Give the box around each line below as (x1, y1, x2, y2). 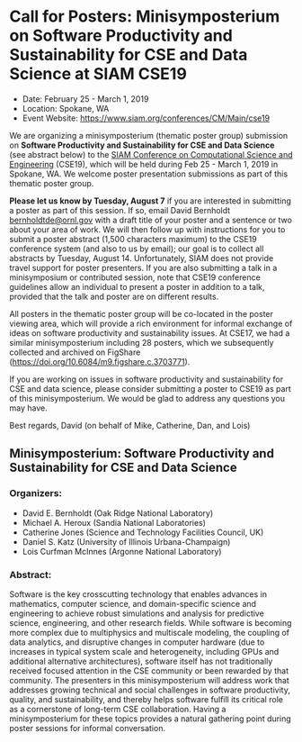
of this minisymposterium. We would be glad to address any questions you (9, 393, 286, 403)
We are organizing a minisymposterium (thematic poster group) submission (9, 130, 289, 140)
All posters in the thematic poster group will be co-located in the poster (9, 308, 274, 319)
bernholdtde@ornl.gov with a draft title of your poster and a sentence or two (9, 214, 292, 225)
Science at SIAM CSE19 (9, 64, 187, 85)
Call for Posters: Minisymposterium (9, 6, 280, 27)
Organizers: (9, 487, 63, 500)
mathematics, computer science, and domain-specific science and (9, 598, 257, 609)
